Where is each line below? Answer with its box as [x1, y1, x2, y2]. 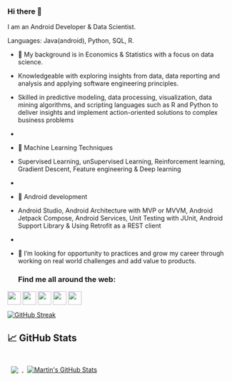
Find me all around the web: [17, 275, 116, 285]
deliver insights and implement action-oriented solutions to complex [17, 108, 218, 117]
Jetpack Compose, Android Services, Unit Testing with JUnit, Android [17, 214, 223, 223]
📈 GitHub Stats [7, 332, 77, 344]
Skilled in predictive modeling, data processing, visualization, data [17, 93, 213, 102]
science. [17, 58, 44, 66]
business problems [17, 116, 74, 124]
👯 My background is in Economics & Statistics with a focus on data [17, 50, 214, 59]
